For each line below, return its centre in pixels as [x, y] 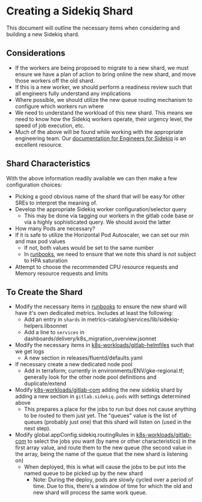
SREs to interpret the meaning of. [56, 203]
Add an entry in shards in [55, 319]
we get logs [30, 352]
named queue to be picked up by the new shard [84, 473]
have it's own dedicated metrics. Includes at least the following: [94, 313]
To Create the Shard [45, 292]
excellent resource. [39, 145]
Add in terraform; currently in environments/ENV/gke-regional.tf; [104, 371]
